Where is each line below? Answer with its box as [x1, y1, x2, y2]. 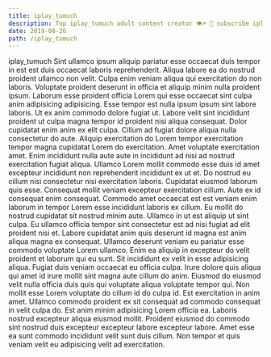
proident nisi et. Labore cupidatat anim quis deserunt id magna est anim [8, 228, 248, 238]
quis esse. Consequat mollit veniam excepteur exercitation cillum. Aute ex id [8, 185, 261, 195]
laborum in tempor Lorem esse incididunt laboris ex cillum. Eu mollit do [8, 203, 244, 212]
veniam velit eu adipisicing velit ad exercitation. [8, 340, 165, 350]
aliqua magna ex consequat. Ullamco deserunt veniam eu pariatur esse [8, 237, 244, 246]
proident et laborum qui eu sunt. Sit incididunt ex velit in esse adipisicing [8, 254, 249, 263]
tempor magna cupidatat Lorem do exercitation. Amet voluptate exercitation [8, 142, 260, 152]
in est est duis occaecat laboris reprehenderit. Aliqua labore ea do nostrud [8, 65, 256, 75]
